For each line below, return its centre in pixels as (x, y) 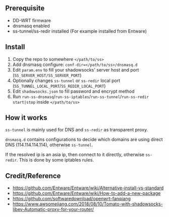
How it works (26, 118)
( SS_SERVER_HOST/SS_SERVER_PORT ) (47, 75)
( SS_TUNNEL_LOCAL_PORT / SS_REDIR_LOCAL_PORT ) (59, 86)
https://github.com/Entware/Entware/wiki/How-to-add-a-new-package (87, 193)
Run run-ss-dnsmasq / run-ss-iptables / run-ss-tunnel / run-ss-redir (81, 96)
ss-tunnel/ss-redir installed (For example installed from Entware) (80, 31)
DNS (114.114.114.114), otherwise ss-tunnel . (49, 145)
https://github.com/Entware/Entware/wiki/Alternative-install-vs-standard (88, 188)
